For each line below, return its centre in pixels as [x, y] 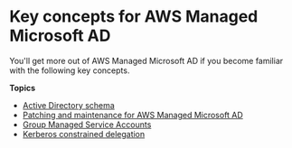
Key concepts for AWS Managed [134, 17]
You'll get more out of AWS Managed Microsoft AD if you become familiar [146, 60]
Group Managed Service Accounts [87, 125]
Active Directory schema [68, 105]
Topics [23, 88]
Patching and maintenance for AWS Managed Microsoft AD [133, 115]
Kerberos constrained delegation [84, 134]
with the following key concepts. [70, 70]
